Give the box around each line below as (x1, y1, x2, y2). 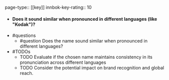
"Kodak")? (12, 21, 36, 27)
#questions (12, 32, 36, 38)
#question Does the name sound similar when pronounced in (19, 38, 148, 44)
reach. (19, 70, 34, 76)
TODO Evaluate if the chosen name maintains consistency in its (19, 54, 153, 60)
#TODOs (12, 49, 31, 55)
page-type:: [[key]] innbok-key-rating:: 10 (5, 5, 92, 10)
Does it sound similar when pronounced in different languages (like (12, 16, 157, 22)
